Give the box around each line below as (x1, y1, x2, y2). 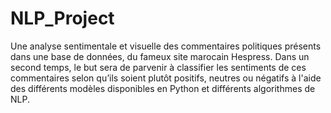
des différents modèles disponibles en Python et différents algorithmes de (10, 82, 316, 94)
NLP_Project (10, 7, 115, 30)
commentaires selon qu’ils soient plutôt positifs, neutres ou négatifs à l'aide (10, 72, 322, 84)
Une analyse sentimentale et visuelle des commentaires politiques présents (10, 40, 322, 52)
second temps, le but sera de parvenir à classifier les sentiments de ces (10, 61, 307, 73)
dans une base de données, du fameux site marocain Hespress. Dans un (10, 50, 310, 62)
